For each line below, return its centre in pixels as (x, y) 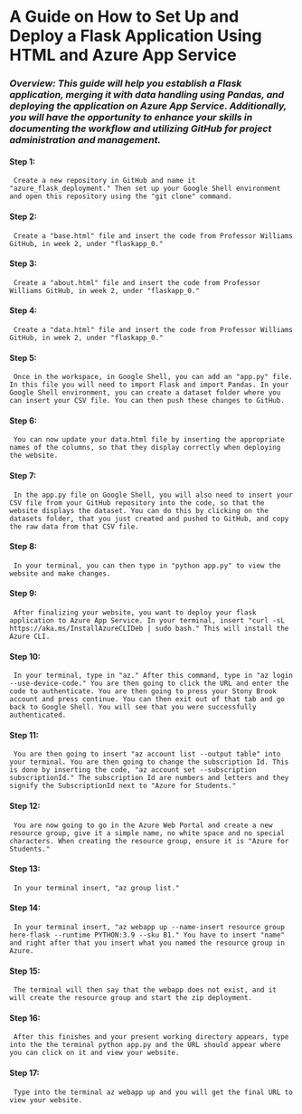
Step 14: (25, 908)
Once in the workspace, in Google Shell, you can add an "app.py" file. (153, 377)
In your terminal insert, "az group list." (96, 888)
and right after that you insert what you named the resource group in (147, 943)
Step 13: (25, 869)
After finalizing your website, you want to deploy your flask (135, 613)
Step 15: (25, 971)
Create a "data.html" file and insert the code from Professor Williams (153, 329)
